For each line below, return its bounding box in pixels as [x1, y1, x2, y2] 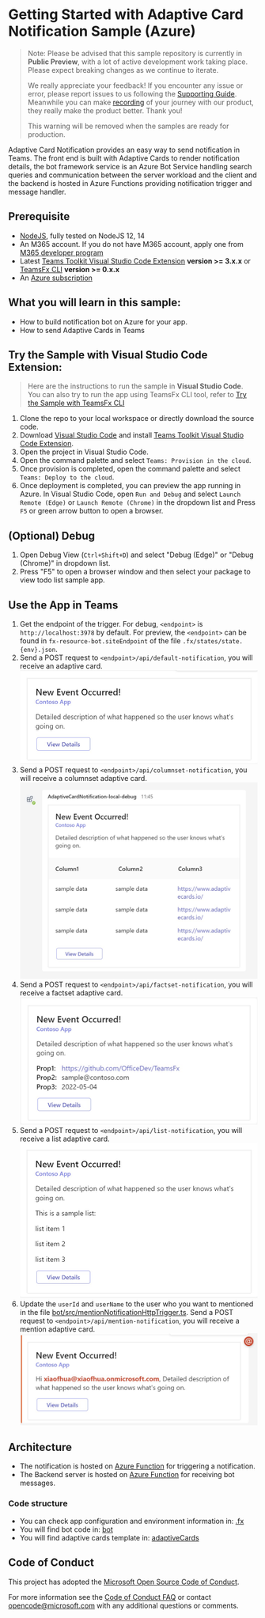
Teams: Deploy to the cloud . [19, 472, 115, 482]
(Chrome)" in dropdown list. [19, 559, 111, 568]
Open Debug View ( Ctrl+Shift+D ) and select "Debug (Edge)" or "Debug [19, 550, 255, 559]
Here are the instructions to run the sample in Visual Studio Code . [27, 381, 244, 391]
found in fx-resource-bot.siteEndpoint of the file [19, 636, 181, 646]
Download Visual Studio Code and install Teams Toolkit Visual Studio [19, 430, 244, 440]
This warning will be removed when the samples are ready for [27, 121, 229, 131]
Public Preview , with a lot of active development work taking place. [27, 57, 248, 66]
